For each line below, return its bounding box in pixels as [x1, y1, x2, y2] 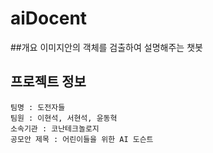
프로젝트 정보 [10, 73, 87, 91]
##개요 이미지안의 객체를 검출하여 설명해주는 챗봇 [10, 41, 203, 53]
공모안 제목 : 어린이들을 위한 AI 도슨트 [10, 134, 154, 144]
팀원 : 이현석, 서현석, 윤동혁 [10, 113, 118, 123]
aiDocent [10, 7, 88, 30]
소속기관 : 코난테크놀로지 [10, 123, 100, 134]
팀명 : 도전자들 [10, 102, 66, 112]
